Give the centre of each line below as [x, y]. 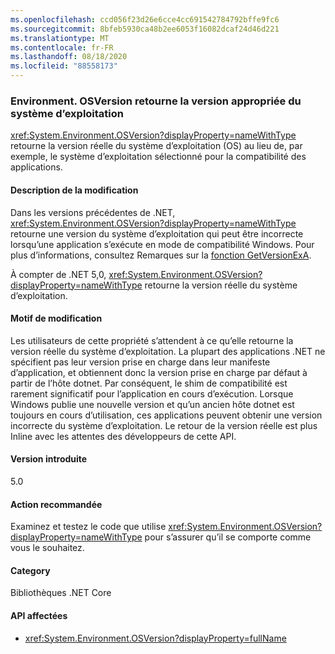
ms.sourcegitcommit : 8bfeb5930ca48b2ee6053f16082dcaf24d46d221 [145, 29]
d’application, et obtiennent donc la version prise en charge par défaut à [159, 372]
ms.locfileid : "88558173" [64, 66]
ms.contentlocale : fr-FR [62, 47]
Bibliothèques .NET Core [61, 593]
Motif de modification [56, 318]
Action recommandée [56, 504]
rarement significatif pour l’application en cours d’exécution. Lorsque [152, 393]
